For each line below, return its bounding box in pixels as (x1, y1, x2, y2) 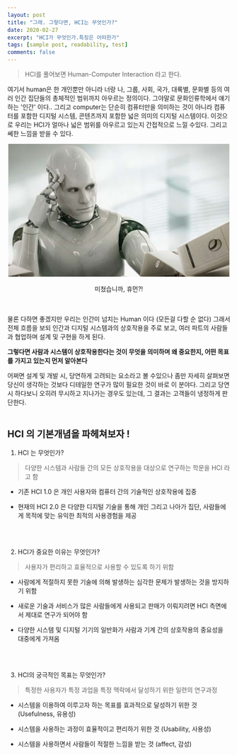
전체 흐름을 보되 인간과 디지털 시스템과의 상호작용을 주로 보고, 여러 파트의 (7, 324, 209, 332)
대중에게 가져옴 (17, 634, 60, 642)
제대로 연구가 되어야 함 (25, 610, 88, 619)
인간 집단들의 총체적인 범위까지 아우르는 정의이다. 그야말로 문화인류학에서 (14, 94, 217, 102)
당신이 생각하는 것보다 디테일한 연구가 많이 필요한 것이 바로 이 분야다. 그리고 (7, 380, 217, 389)
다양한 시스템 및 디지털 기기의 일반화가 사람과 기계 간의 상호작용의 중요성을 (17, 625, 224, 634)
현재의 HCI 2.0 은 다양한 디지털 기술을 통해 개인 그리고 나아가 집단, (17, 502, 202, 511)
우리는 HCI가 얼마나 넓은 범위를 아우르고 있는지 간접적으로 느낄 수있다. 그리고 (14, 120, 228, 129)
